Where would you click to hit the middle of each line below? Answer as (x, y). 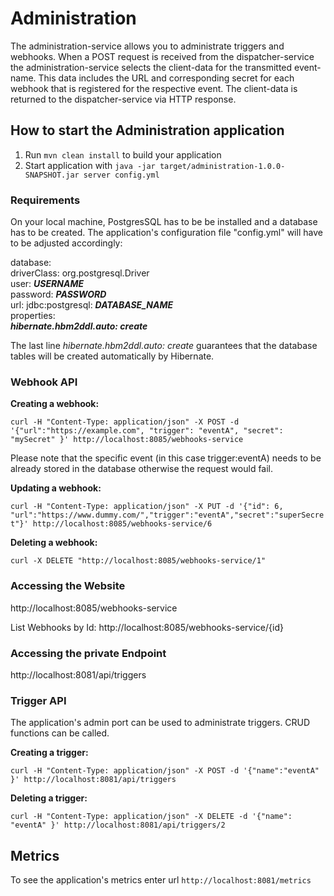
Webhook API (44, 382)
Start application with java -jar (90, 165)
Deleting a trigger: (49, 798)
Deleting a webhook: (54, 543)
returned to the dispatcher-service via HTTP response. (123, 99)
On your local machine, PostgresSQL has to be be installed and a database (164, 222)
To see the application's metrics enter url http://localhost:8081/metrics (161, 880)
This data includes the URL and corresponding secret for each (166, 78)
